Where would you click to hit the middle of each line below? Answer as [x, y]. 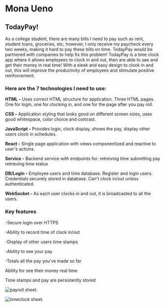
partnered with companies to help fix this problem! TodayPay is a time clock [82, 54]
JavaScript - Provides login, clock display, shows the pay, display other [78, 129]
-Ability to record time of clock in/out [43, 232]
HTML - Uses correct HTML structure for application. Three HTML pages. [80, 99]
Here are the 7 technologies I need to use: [56, 88]
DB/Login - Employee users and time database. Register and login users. [79, 173]
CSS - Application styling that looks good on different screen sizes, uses [79, 114]
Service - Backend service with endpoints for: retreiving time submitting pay [83, 158]
